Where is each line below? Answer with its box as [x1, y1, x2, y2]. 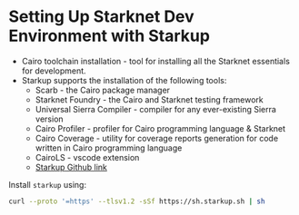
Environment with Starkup [8, 25, 211, 46]
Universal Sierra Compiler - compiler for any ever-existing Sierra [35, 103, 276, 114]
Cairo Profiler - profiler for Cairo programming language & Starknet [35, 122, 286, 133]
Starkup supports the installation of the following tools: [21, 74, 227, 85]
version [35, 113, 65, 124]
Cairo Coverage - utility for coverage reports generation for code [35, 132, 279, 143]
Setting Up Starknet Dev [8, 6, 194, 27]
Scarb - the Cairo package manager [35, 84, 170, 95]
